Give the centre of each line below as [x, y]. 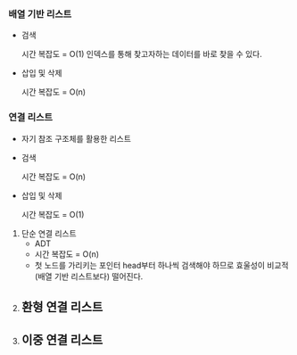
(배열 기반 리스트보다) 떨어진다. [89, 276]
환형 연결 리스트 [62, 306]
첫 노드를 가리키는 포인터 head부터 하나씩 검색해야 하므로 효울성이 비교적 [161, 265]
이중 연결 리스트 [62, 340]
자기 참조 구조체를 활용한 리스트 [76, 138]
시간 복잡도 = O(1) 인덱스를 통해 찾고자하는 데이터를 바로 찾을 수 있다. [141, 54]
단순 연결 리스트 [49, 233]
